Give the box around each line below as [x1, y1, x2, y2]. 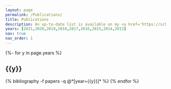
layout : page [5, 7, 33, 13]
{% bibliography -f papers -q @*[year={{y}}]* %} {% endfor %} [5, 78, 139, 84]
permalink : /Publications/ [5, 12, 63, 17]
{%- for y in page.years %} [5, 49, 62, 56]
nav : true [5, 31, 26, 36]
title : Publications [5, 17, 49, 22]
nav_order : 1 [5, 36, 33, 41]
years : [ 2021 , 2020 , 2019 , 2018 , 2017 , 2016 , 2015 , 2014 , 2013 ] [5, 26, 126, 32]
